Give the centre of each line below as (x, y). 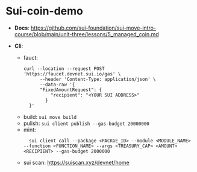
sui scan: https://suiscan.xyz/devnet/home (77, 162)
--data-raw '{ (57, 84)
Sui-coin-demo (45, 11)
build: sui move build (50, 116)
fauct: (31, 57)
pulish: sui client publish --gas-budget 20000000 (86, 123)
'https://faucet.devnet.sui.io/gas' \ (72, 74)
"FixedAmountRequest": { (71, 90)
